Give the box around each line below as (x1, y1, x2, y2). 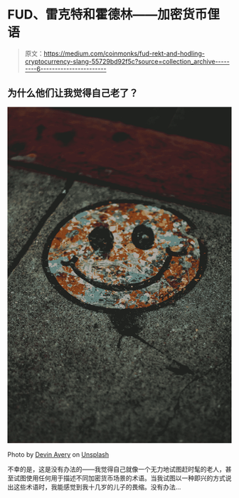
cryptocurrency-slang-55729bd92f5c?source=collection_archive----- (24, 57, 230, 65)
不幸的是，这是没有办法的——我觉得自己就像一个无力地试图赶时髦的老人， (7, 465, 225, 474)
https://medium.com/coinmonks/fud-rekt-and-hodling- (43, 49, 205, 58)
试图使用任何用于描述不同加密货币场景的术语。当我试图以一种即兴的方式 (13, 474, 225, 482)
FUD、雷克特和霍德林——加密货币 (7, 6, 208, 23)
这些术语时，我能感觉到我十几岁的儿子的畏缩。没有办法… (13, 483, 181, 492)
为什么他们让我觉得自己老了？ (7, 87, 139, 100)
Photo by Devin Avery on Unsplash (7, 450, 109, 459)
